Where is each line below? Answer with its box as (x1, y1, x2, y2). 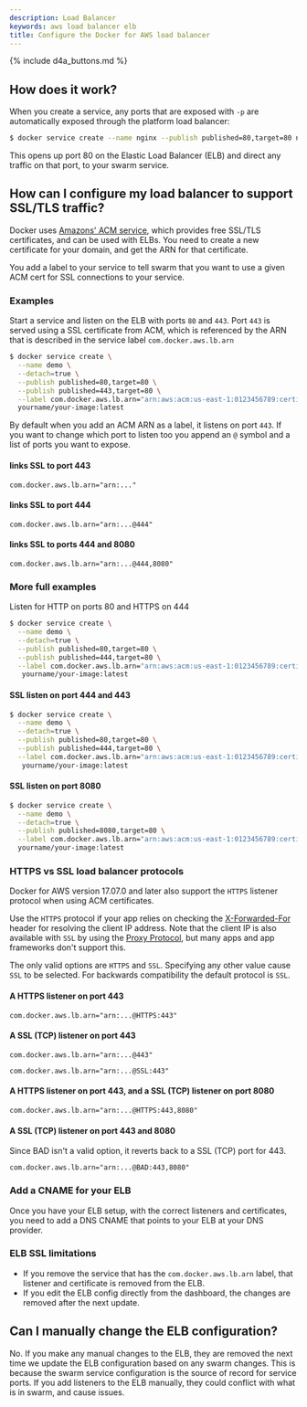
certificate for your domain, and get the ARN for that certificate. (9, 244, 249, 255)
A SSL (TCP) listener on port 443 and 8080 (9, 1125, 176, 1136)
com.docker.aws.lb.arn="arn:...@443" (9, 1050, 153, 1060)
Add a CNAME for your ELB (9, 1184, 132, 1197)
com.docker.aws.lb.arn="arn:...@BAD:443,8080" (9, 1163, 190, 1172)
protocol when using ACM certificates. (9, 895, 154, 906)
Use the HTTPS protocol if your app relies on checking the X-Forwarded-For (9, 913, 291, 924)
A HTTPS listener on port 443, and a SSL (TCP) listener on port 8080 (9, 1085, 275, 1096)
